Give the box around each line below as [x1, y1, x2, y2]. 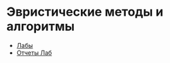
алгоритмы [6, 18, 75, 34]
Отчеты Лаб [16, 49, 53, 57]
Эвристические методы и [6, 4, 164, 20]
